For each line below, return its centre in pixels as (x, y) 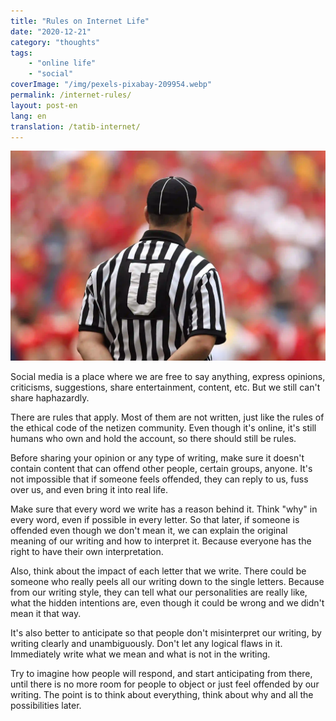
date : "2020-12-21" (51, 31)
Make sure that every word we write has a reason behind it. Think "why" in (164, 509)
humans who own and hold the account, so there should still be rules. (153, 439)
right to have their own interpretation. (87, 552)
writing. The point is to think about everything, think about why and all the (162, 695)
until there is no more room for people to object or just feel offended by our (165, 684)
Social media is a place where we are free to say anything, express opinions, (168, 377)
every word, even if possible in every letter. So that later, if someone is (155, 520)
